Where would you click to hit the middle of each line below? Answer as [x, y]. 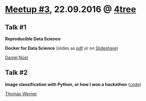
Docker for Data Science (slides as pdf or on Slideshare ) [62, 48]
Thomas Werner [21, 94]
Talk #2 [16, 73]
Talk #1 [16, 27]
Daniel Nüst [16, 58]
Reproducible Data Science [33, 39]
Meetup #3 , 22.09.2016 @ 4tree [71, 9]
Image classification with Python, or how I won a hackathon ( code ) [73, 84]
